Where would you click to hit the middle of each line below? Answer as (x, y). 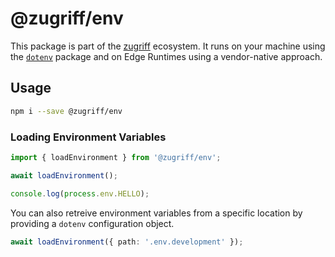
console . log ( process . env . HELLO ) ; (80, 193)
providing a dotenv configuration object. (92, 223)
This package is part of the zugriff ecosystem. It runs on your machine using (168, 46)
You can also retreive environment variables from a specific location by (156, 213)
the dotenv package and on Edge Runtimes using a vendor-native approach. (166, 56)
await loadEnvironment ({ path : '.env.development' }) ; (127, 242)
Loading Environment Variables (88, 137)
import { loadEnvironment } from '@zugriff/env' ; (116, 157)
